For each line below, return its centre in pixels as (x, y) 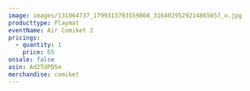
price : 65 (39, 52)
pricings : (25, 38)
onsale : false (32, 60)
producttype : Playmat (44, 23)
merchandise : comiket (44, 74)
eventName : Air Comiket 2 (51, 30)
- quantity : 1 (38, 45)
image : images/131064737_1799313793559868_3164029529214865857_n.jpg (125, 15)
